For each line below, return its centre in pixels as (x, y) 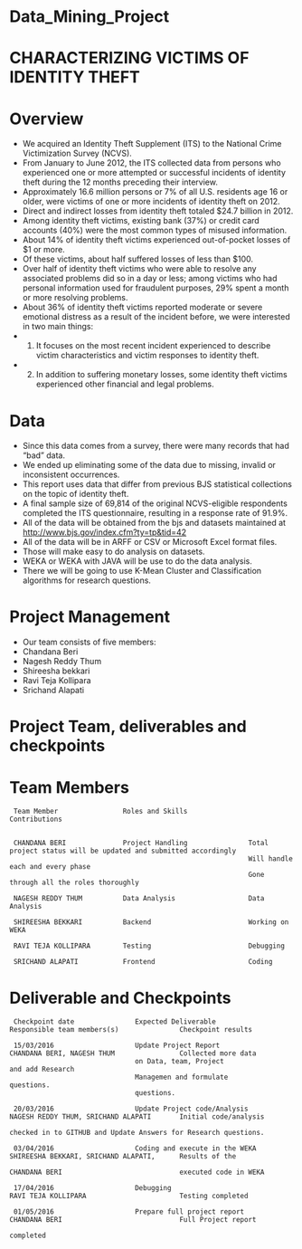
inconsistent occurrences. (71, 475)
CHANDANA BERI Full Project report (133, 1220)
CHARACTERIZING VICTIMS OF (129, 58)
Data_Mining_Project (90, 17)
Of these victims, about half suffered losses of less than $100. (137, 259)
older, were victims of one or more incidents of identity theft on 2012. (151, 202)
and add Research (42, 1070)
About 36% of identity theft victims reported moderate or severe (142, 307)
